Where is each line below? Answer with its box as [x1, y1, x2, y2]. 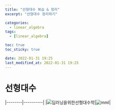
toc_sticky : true [5, 47, 40, 52]
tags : [5, 30, 16, 34]
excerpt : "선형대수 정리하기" [5, 12, 58, 16]
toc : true [5, 43, 25, 47]
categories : [5, 20, 29, 25]
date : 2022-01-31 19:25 [5, 56, 53, 61]
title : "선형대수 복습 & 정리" [5, 7, 60, 12]
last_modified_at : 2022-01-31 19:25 [5, 60, 79, 65]
